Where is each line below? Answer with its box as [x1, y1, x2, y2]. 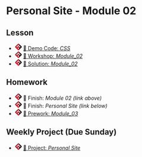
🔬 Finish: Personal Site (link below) [22, 102, 108, 109]
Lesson [6, 28, 34, 38]
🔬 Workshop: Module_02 [22, 53, 83, 60]
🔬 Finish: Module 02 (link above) [22, 94, 102, 102]
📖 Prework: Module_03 [22, 110, 79, 117]
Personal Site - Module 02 [6, 4, 137, 18]
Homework [6, 77, 48, 87]
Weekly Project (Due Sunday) [6, 127, 117, 137]
